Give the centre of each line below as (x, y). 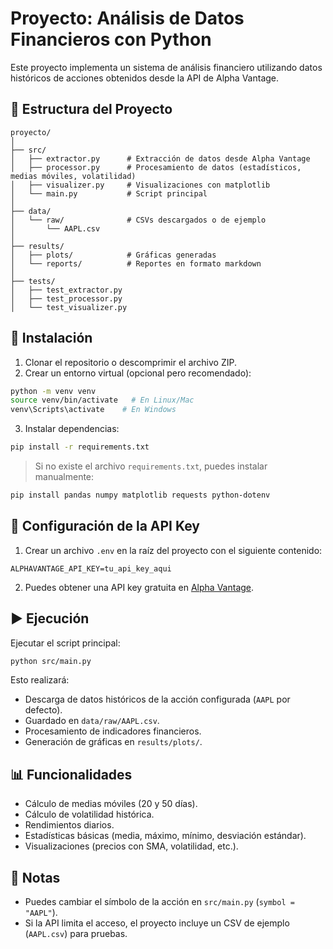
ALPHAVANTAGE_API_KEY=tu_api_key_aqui (91, 568)
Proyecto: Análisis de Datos (127, 18)
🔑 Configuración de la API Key (105, 526)
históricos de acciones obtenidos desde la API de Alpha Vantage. (145, 78)
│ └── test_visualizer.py (69, 307)
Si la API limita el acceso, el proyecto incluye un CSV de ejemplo (157, 923)
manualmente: (64, 477)
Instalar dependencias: (72, 429)
